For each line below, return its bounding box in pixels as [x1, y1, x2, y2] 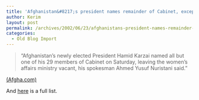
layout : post [6, 19, 38, 25]
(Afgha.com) [6, 76, 37, 83]
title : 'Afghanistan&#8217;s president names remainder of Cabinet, [6, 8, 179, 15]
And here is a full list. [6, 88, 57, 94]
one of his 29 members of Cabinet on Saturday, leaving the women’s [20, 58, 188, 65]
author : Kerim [6, 14, 41, 20]
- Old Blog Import [11, 36, 57, 42]
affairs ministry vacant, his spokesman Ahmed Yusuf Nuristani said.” [20, 65, 188, 71]
